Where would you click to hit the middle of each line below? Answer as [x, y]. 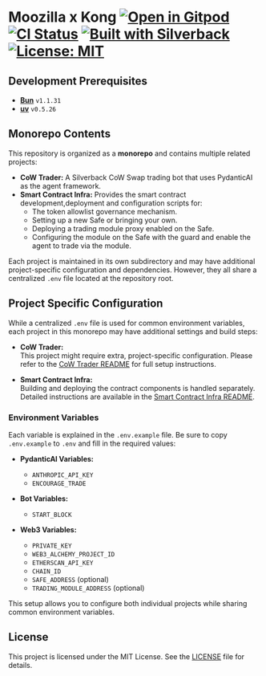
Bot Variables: [44, 499]
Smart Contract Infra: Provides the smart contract [103, 194]
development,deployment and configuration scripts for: [111, 203]
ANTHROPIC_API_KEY [62, 475]
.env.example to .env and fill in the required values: [92, 443]
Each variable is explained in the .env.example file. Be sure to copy [118, 434]
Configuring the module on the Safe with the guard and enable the [141, 237]
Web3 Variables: [48, 529]
